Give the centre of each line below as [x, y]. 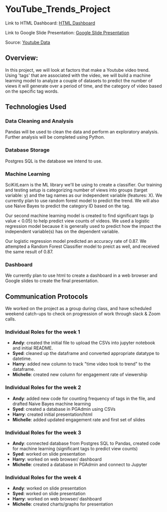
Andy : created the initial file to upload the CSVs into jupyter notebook [84, 343]
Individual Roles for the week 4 [43, 477]
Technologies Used [36, 107]
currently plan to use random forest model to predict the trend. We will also [82, 201]
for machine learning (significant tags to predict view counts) [75, 449]
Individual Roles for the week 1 [43, 332]
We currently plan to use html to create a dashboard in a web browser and [82, 276]
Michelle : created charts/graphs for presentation [63, 504]
